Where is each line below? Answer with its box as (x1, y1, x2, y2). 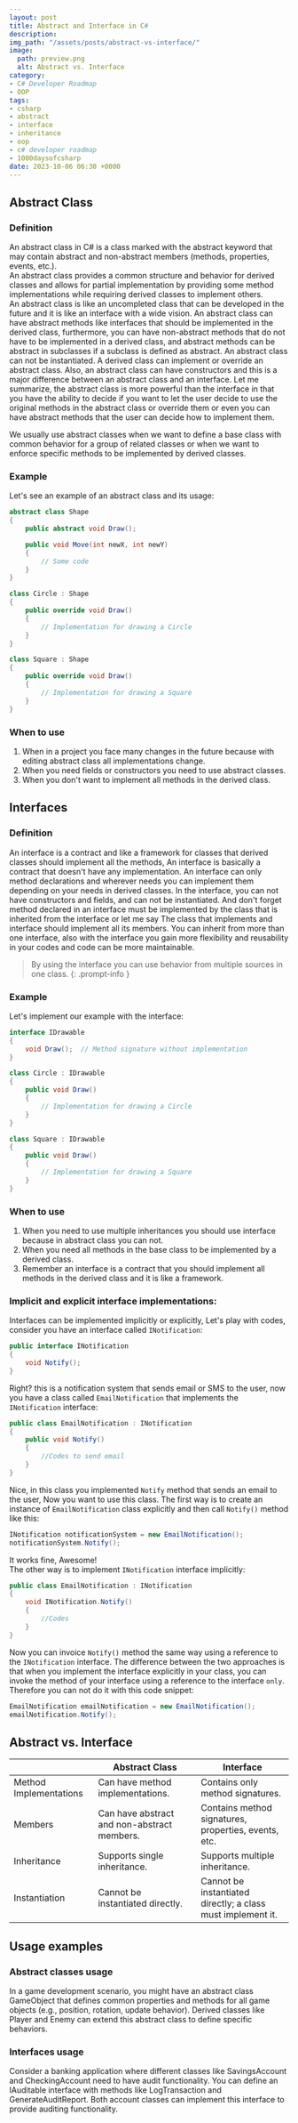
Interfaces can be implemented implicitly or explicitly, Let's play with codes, (9, 1315, 286, 1326)
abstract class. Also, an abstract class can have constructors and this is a (9, 365, 278, 375)
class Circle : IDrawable (9, 1069, 105, 1078)
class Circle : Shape (9, 589, 90, 599)
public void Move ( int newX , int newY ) (25, 540, 169, 549)
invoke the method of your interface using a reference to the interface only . (9, 1675, 286, 1686)
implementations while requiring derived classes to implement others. (9, 289, 263, 300)
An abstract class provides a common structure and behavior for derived (9, 270, 275, 281)
